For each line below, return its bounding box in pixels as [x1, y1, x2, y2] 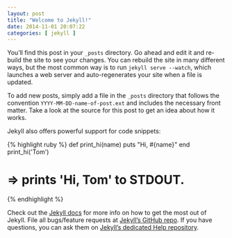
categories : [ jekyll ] [7, 29, 76, 37]
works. [7, 114, 27, 122]
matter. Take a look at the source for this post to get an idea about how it [7, 106, 215, 114]
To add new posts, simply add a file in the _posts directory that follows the [7, 92, 220, 100]
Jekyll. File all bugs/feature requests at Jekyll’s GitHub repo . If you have [7, 216, 213, 224]
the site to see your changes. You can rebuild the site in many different [23, 56, 225, 65]
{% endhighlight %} [7, 195, 64, 203]
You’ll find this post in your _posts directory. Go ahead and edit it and [7, 49, 205, 57]
